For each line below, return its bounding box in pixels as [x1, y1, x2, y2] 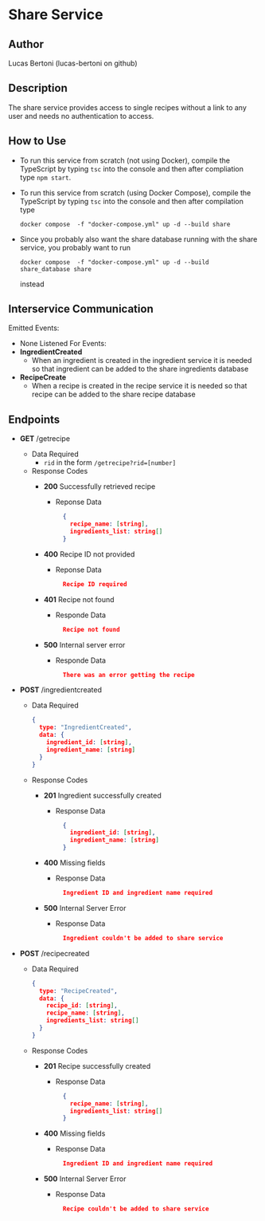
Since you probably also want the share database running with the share [19, 234, 258, 244]
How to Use [8, 134, 67, 148]
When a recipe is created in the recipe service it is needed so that [31, 381, 247, 391]
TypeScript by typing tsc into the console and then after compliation [19, 163, 244, 173]
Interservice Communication [8, 302, 154, 316]
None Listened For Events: [19, 339, 107, 349]
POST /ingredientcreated [19, 685, 102, 695]
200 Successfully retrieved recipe [43, 482, 156, 491]
